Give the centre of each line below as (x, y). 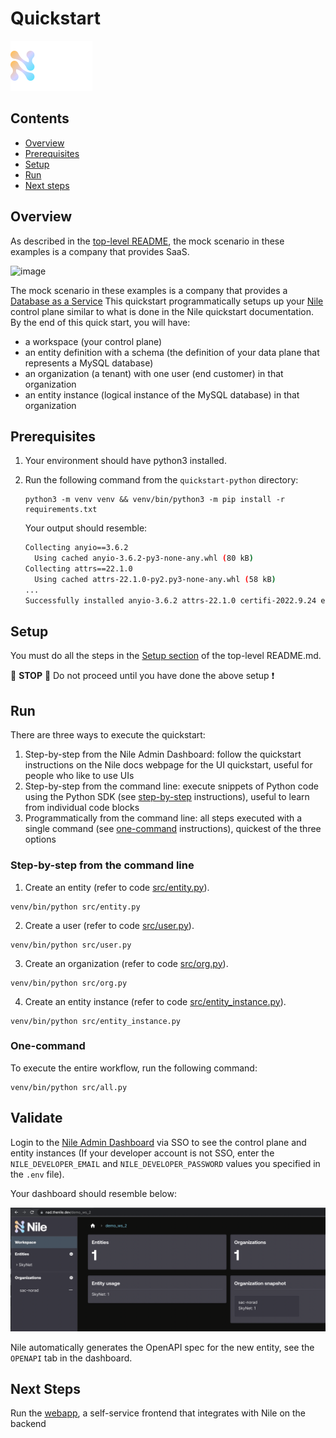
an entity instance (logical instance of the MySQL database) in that (162, 394)
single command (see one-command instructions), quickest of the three (173, 829)
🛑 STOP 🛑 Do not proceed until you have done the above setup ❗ (142, 676)
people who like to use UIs (79, 776)
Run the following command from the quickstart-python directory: (161, 480)
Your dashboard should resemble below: (93, 1193)
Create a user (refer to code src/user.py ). (109, 925)
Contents (40, 118)
